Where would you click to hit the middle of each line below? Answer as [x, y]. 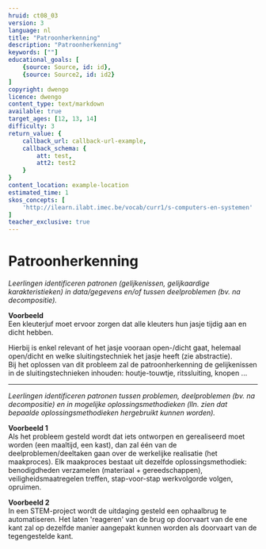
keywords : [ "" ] [33, 52]
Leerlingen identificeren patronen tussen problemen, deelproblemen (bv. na [132, 396]
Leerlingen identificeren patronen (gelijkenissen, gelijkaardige [109, 283]
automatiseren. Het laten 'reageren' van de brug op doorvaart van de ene [128, 520]
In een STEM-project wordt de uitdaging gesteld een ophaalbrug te [118, 511]
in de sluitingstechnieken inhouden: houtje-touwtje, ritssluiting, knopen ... [128, 373]
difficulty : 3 [32, 126]
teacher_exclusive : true [49, 222]
